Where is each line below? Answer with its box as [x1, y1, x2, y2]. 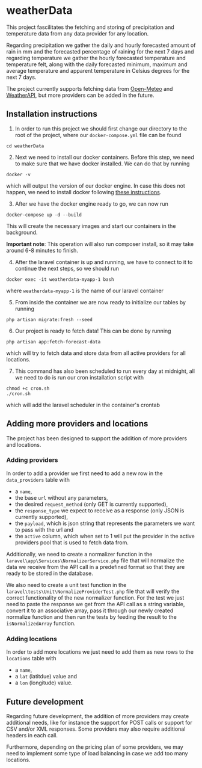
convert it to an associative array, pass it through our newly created [6, 607, 174, 614]
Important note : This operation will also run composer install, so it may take [6, 240, 194, 247]
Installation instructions [6, 109, 97, 119]
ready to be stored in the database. [6, 570, 93, 577]
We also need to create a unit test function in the [6, 581, 127, 588]
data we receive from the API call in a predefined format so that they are [6, 563, 185, 570]
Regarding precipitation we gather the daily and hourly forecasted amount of [6, 41, 196, 49]
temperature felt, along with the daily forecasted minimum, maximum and [6, 61, 188, 68]
